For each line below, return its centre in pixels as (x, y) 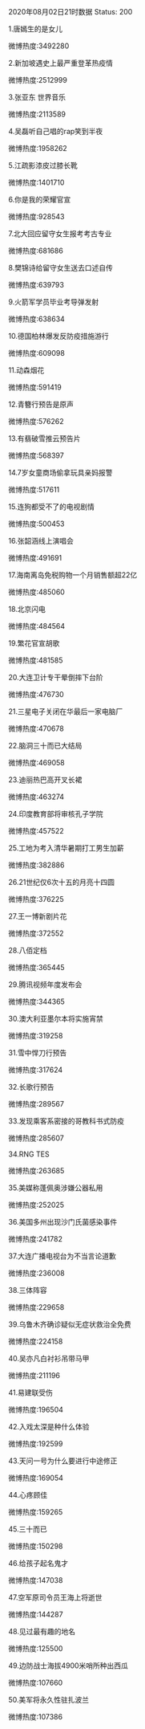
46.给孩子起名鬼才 (38, 1563)
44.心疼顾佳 (28, 1495)
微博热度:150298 (36, 1546)
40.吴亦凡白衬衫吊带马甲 (49, 1358)
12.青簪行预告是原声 (41, 404)
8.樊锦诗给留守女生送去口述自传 (61, 268)
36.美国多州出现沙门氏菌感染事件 (63, 1222)
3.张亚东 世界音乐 (37, 97)
